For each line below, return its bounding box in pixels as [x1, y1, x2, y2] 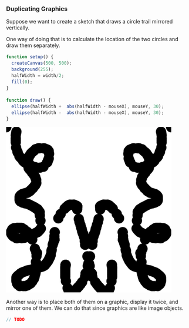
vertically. [6, 24, 30, 31]
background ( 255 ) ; [11, 66, 54, 72]
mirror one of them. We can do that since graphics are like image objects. [6, 304, 184, 312]
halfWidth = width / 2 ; [11, 72, 65, 78]
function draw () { [6, 98, 51, 103]
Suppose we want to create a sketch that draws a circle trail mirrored [6, 18, 173, 25]
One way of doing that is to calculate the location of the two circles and [6, 36, 178, 43]
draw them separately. [6, 42, 60, 49]
